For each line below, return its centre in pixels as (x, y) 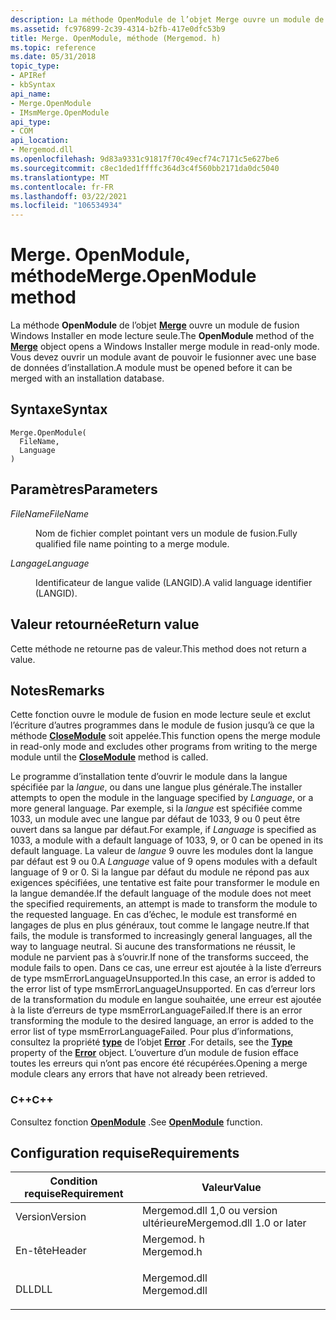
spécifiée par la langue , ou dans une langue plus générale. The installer (156, 787)
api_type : (31, 122)
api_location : (40, 141)
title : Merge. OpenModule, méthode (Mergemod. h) (116, 38)
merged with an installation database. (87, 378)
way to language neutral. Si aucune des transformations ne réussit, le (153, 947)
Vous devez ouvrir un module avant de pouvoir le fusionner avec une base (163, 357)
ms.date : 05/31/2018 (53, 57)
